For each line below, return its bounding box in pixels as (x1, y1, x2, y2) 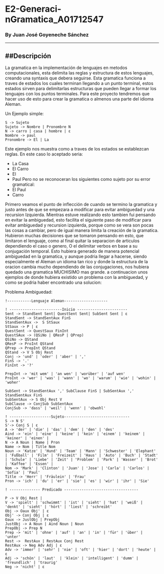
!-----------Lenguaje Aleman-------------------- (5, 299, 108, 303)
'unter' (5, 534, 21, 540)
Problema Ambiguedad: (5, 289, 53, 295)
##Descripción (5, 51, 51, 60)
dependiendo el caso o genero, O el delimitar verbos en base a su (5, 243, 138, 249)
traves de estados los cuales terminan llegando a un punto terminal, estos (5, 80, 154, 86)
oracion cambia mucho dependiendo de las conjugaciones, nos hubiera (5, 264, 149, 270)
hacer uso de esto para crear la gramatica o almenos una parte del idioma (5, 96, 154, 102)
